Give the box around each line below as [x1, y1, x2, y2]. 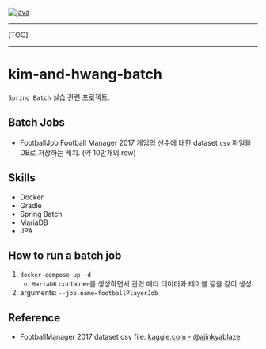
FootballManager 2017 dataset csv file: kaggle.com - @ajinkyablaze [19, 332, 241, 342]
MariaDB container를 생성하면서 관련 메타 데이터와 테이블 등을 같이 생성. [31, 279, 254, 289]
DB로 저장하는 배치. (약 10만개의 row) [19, 147, 136, 157]
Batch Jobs [8, 116, 66, 130]
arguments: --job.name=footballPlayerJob [19, 288, 158, 298]
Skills [8, 171, 36, 185]
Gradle [19, 200, 42, 210]
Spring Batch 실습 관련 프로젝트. [8, 92, 110, 102]
